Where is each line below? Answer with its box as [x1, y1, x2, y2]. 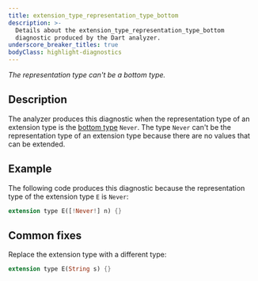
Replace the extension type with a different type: [8, 250, 167, 260]
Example [8, 162, 52, 176]
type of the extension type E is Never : [8, 192, 129, 201]
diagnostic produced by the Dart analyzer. [15, 33, 161, 42]
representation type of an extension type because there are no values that [8, 131, 251, 140]
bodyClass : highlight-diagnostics [8, 48, 123, 56]
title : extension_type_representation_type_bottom [8, 11, 179, 20]
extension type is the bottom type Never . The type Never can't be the [8, 122, 232, 131]
